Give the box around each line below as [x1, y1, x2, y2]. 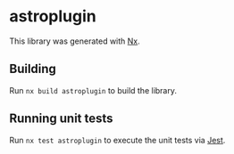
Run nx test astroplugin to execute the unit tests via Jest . [9, 134, 226, 145]
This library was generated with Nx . [9, 36, 140, 46]
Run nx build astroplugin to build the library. [9, 85, 177, 95]
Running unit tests [9, 111, 113, 126]
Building [9, 61, 56, 77]
